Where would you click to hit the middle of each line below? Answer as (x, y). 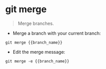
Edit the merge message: (39, 52)
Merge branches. (36, 23)
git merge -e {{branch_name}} (37, 61)
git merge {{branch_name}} (34, 42)
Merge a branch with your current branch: (57, 33)
